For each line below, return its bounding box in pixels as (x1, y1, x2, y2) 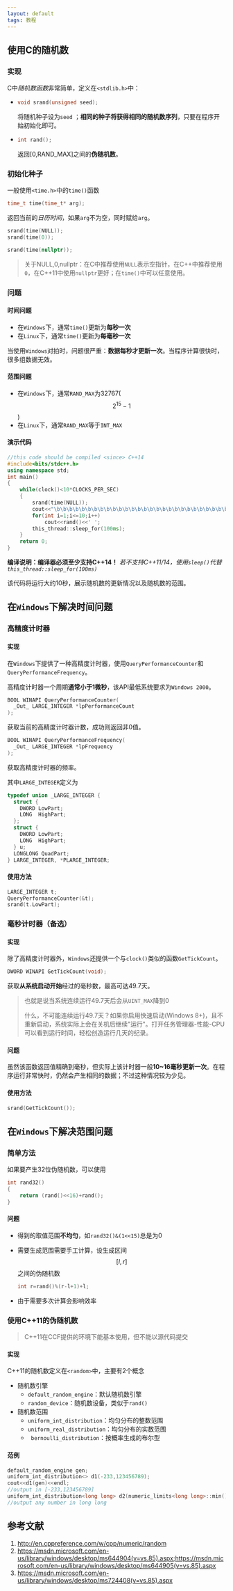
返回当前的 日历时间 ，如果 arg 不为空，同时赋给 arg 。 (7, 214, 154, 222)
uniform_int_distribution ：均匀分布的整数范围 (27, 1416, 164, 1425)
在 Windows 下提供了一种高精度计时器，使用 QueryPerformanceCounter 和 (7, 659, 204, 667)
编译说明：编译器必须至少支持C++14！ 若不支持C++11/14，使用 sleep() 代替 (7, 558, 222, 567)
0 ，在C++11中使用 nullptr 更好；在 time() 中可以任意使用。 (24, 269, 189, 277)
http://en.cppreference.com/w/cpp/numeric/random (17, 1539, 167, 1547)
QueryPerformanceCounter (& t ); (7, 895, 95, 902)
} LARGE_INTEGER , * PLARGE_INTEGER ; (7, 857, 110, 864)
